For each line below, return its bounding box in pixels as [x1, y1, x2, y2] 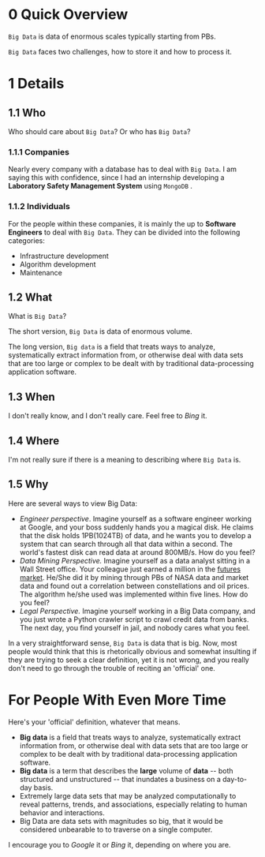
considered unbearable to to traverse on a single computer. [19, 825, 213, 834]
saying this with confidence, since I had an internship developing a [8, 173, 225, 182]
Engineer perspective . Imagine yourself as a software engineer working [19, 514, 252, 523]
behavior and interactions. [19, 807, 105, 818]
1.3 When [8, 390, 55, 403]
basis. [33, 783, 54, 792]
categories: [8, 235, 45, 245]
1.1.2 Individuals [8, 201, 71, 212]
